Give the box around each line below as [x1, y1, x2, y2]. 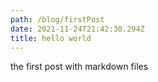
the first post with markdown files [10, 61, 149, 73]
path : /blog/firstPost [10, 14, 105, 25]
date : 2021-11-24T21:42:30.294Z [10, 24, 145, 34]
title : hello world [10, 33, 92, 43]
